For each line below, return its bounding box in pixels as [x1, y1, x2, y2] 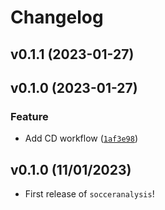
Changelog [10, 6, 104, 29]
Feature [10, 109, 49, 123]
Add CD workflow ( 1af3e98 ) [24, 132, 139, 145]
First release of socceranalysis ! [24, 188, 155, 200]
